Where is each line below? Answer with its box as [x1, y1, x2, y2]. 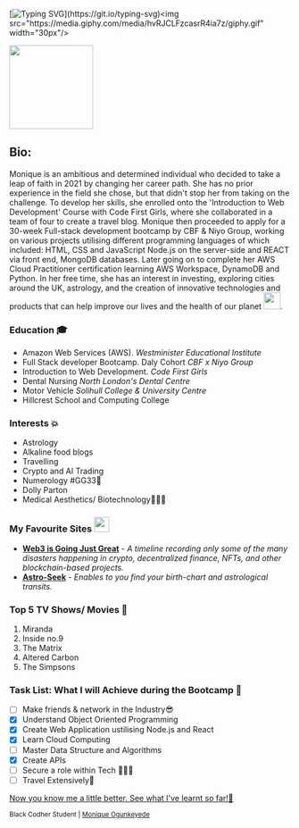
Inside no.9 [21, 633, 64, 643]
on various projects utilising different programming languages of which [9, 235, 270, 246]
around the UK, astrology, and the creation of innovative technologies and [9, 282, 281, 293]
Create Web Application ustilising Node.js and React [21, 724, 214, 735]
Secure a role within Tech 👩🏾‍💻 [21, 765, 134, 775]
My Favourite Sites [9, 523, 92, 535]
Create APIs [21, 755, 67, 765]
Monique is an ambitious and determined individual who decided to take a [9, 168, 281, 179]
